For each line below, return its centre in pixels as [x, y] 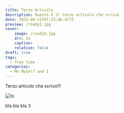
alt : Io [22, 39]
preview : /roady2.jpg [28, 24]
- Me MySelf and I [29, 72]
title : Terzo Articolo [29, 10]
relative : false [32, 48]
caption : [24, 43]
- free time [23, 62]
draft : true [18, 52]
